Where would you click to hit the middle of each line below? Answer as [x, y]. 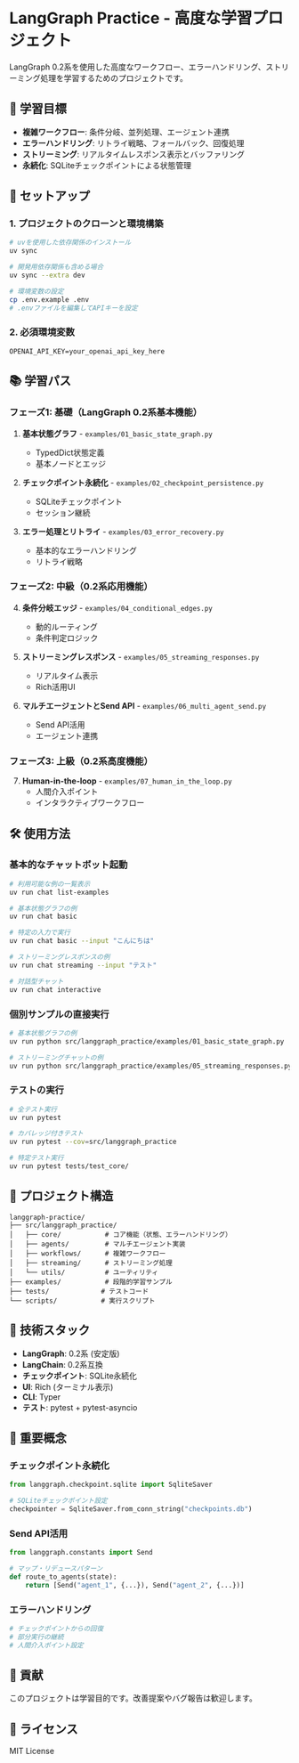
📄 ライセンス [44, 1729]
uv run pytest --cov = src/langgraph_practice [93, 1142]
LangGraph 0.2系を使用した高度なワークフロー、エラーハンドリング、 [137, 67]
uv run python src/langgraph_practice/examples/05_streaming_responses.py [151, 1066]
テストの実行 [37, 1090]
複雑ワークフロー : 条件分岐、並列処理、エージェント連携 [125, 132]
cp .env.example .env [49, 299]
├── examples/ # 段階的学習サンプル [91, 1282]
